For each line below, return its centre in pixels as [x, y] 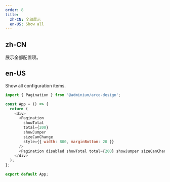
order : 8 [14, 10]
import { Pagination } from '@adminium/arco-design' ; [63, 95]
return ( [19, 109]
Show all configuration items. [35, 85]
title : [12, 15]
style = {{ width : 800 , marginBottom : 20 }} [69, 142]
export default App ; [27, 174]
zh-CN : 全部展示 [26, 19]
